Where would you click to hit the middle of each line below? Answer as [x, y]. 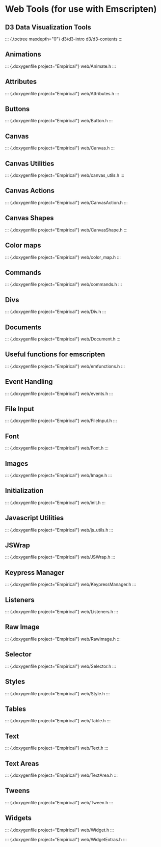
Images [17, 464]
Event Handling [29, 382]
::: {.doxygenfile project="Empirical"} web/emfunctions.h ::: [65, 366]
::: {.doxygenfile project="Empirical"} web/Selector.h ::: [61, 666]
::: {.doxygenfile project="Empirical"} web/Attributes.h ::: [62, 93]
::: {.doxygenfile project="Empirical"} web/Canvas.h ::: [60, 148]
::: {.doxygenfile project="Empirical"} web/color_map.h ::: [63, 257]
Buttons [17, 109]
